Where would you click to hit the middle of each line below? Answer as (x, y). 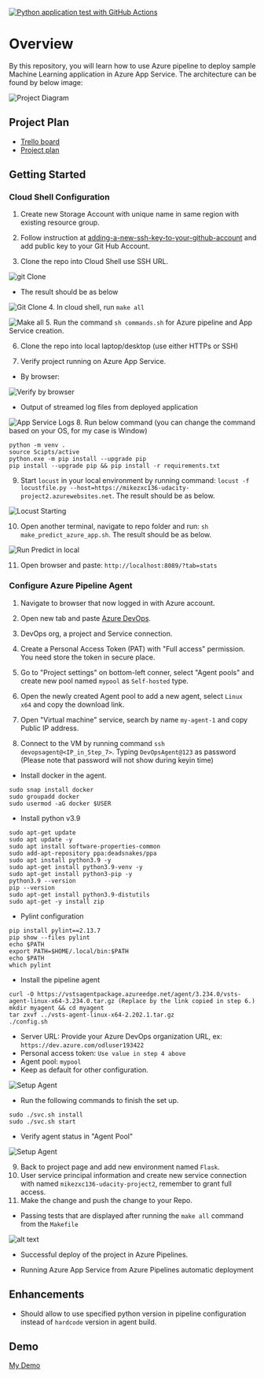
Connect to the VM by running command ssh (93, 743)
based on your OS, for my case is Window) (78, 431)
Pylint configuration (52, 916)
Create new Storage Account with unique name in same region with (129, 214)
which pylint (30, 965)
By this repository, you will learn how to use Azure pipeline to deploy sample (132, 65)
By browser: (40, 377)
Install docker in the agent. (63, 775)
